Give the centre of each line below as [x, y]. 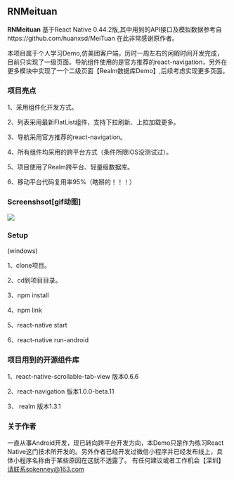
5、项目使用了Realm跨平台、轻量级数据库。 [70, 167]
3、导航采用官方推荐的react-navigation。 [67, 137]
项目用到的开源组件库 [43, 360]
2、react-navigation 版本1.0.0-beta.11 [61, 391]
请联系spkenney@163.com [46, 469]
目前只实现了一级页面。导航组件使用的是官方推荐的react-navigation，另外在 [117, 62]
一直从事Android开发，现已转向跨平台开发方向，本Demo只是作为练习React [116, 443]
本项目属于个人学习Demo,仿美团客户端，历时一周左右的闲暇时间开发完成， [115, 53]
